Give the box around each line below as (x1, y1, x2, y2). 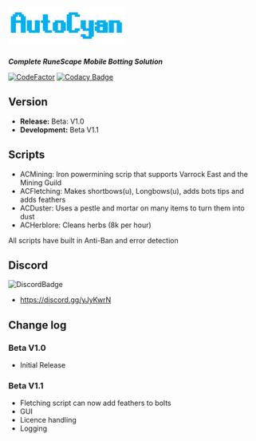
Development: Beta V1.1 (19, 124, 99, 134)
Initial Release (19, 360, 66, 370)
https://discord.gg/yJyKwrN (19, 295, 112, 305)
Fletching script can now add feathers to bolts (19, 398, 171, 408)
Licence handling (19, 415, 77, 425)
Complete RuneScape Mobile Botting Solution (8, 57, 163, 66)
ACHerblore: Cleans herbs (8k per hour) (19, 220, 152, 230)
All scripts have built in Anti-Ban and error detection (8, 235, 179, 245)
